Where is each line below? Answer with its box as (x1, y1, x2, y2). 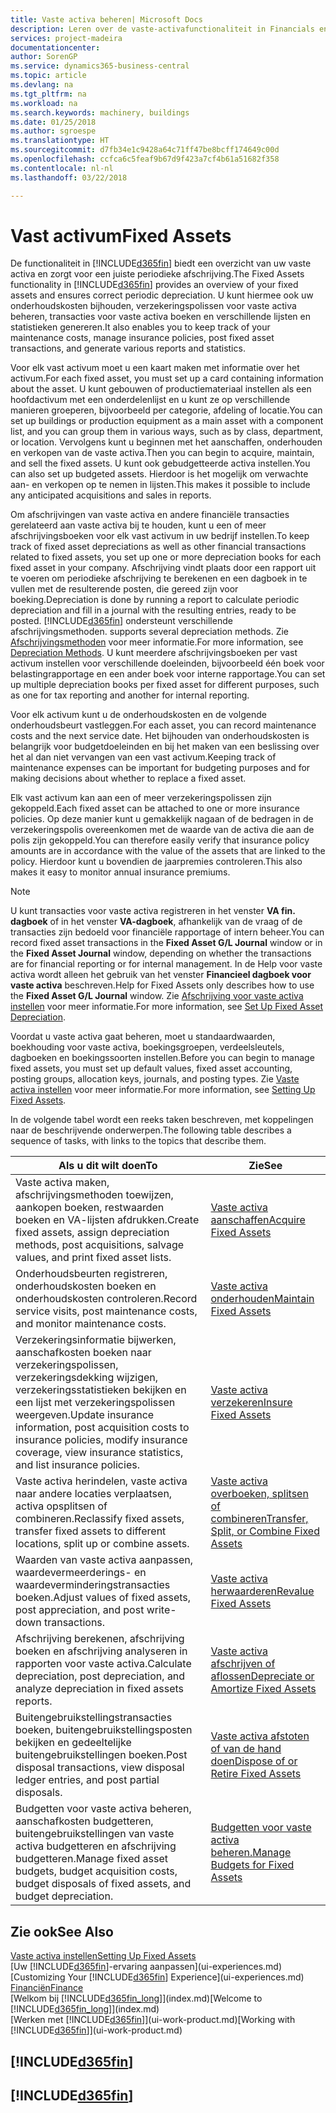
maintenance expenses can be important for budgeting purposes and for (10, 762, 311, 774)
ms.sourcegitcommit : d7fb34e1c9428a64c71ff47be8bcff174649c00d (10, 145, 280, 155)
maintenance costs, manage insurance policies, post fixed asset (10, 332, 275, 344)
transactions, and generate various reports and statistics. (10, 342, 246, 355)
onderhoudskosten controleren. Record (15, 1292, 198, 1306)
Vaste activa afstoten (210, 1729, 310, 1743)
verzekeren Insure (210, 1396, 293, 1410)
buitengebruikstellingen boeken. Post (15, 1748, 188, 1762)
